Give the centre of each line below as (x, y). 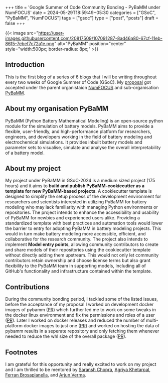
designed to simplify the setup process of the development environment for (83, 197)
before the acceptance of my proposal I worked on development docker (79, 304)
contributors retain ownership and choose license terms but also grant (78, 261)
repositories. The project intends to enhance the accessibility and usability (82, 212)
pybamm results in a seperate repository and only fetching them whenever (82, 331)
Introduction (25, 65)
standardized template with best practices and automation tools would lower (84, 223)
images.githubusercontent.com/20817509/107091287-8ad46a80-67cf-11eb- (84, 38)
